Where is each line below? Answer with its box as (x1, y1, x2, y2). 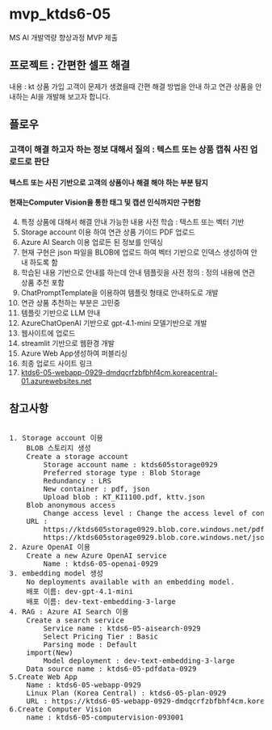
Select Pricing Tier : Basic (43, 631, 159, 641)
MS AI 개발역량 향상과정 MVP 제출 (9, 32, 118, 42)
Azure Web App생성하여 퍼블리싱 (20, 348, 128, 358)
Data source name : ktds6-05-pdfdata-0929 (26, 664, 197, 673)
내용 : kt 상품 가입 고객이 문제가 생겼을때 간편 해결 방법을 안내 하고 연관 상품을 (9, 82, 253, 91)
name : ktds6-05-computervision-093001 (26, 712, 184, 722)
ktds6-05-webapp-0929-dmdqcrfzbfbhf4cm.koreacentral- (20, 367, 218, 377)
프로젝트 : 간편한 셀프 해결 (9, 58, 131, 73)
